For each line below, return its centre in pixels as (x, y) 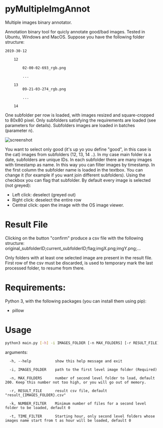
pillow (18, 310)
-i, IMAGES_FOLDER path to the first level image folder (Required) (83, 369)
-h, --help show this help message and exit (66, 361)
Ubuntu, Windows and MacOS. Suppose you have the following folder (75, 37)
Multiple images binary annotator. (39, 22)
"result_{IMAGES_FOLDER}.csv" (36, 395)
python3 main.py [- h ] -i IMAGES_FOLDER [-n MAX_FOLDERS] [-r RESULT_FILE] (82, 343)
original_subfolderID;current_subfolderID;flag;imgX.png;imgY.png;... (73, 248)
